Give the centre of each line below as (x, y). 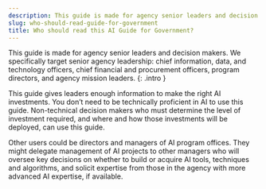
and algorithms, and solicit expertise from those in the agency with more (127, 168)
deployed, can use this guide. (57, 127)
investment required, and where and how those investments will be (118, 119)
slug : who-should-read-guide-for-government (83, 23)
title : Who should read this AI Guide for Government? (101, 30)
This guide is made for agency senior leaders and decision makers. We (125, 53)
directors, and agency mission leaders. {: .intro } (87, 78)
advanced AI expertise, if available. (66, 176)
